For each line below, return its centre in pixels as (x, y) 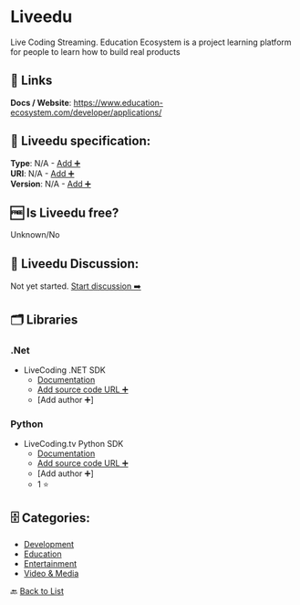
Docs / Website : (41, 102)
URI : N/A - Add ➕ (42, 173)
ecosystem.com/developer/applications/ (86, 112)
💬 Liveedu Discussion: (75, 264)
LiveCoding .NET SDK (64, 370)
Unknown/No (35, 235)
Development (49, 544)
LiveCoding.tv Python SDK (73, 444)
